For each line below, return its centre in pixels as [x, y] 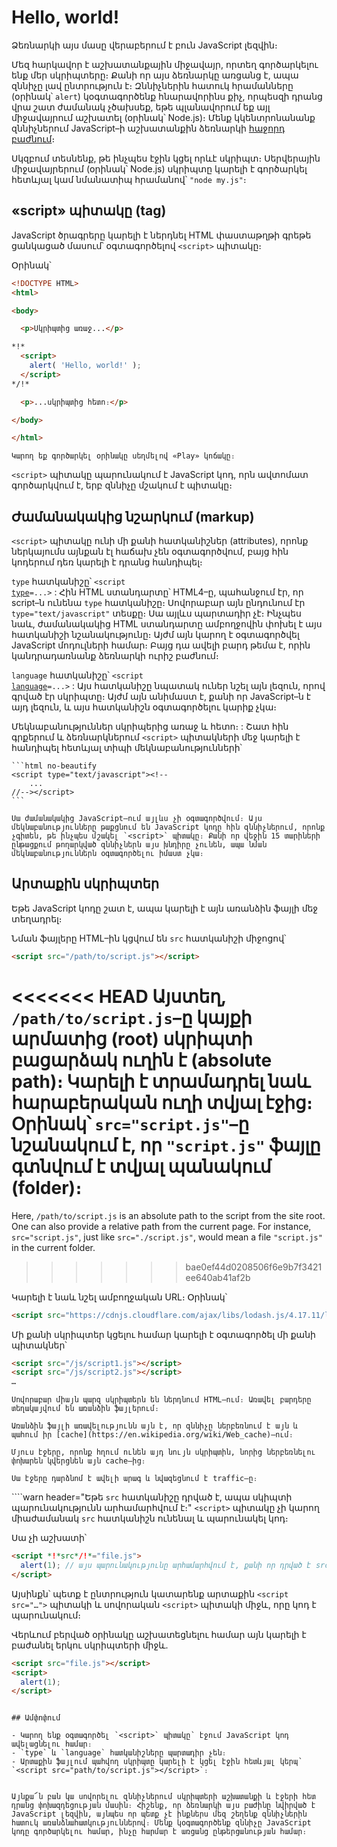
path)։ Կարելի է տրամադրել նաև [161, 1081]
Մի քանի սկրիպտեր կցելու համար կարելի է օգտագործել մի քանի [163, 1334]
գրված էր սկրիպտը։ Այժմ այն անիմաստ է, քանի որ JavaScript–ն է [161, 697]
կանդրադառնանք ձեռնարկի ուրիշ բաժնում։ [115, 656]
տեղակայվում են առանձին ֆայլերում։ [85, 1409]
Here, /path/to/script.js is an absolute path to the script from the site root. [168, 1215]
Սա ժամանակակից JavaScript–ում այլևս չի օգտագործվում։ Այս [137, 819]
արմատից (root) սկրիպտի [132, 1038]
